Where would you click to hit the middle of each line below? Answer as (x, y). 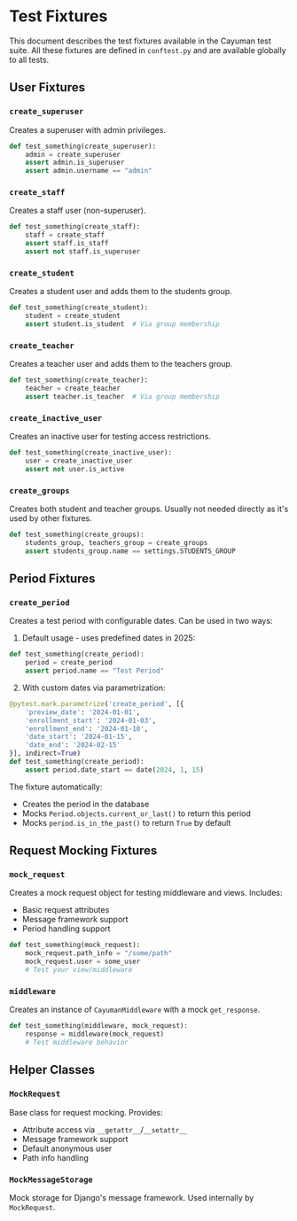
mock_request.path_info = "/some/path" (99, 953)
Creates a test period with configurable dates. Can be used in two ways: (141, 621)
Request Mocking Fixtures (83, 851)
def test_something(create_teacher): (79, 380)
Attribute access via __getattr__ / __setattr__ (105, 1129)
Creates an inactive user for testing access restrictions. (110, 437)
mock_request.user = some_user (83, 962)
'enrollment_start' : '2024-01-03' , (91, 720)
